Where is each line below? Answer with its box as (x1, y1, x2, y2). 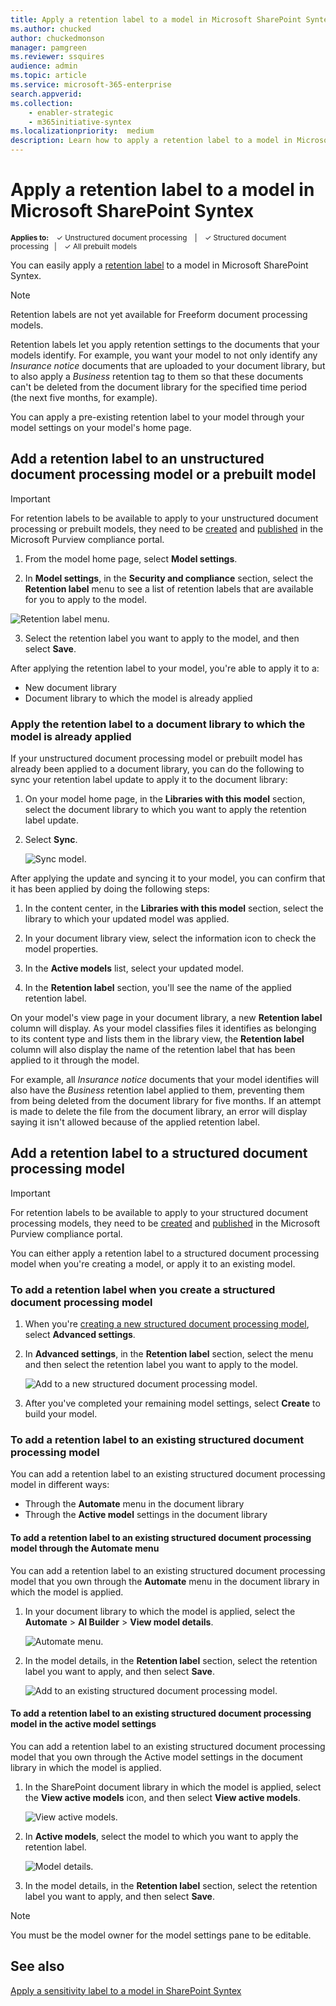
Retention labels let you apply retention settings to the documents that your (10, 338, 320, 350)
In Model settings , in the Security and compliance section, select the (24, 572, 314, 584)
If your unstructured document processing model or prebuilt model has (10, 752, 303, 765)
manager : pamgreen (10, 42, 87, 53)
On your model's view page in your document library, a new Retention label (10, 1012, 323, 1024)
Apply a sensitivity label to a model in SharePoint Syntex (10, 1984, 242, 1996)
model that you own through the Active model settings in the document (10, 1751, 303, 1763)
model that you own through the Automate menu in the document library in (10, 1575, 320, 1587)
